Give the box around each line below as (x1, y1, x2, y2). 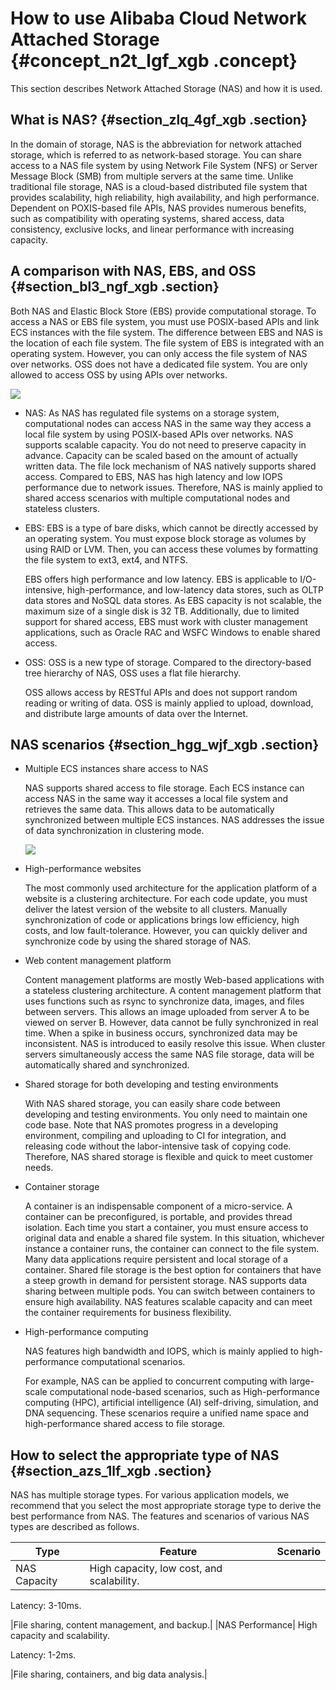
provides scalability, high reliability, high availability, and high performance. (10, 191, 320, 203)
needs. (24, 1162, 54, 1174)
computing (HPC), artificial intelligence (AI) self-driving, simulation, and (24, 1397, 319, 1409)
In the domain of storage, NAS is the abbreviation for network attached (10, 138, 302, 150)
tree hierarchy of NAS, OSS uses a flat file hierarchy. (24, 667, 242, 679)
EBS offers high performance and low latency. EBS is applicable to (24, 573, 298, 585)
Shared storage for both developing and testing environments (24, 1078, 279, 1091)
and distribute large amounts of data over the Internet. (24, 707, 248, 719)
